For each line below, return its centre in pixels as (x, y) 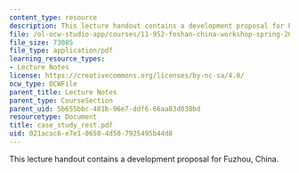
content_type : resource (53, 17)
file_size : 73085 (41, 42)
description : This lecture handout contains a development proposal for (147, 26)
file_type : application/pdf (61, 51)
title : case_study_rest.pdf (61, 126)
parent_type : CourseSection (61, 100)
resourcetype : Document (53, 117)
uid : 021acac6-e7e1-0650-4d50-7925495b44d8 (91, 134)
